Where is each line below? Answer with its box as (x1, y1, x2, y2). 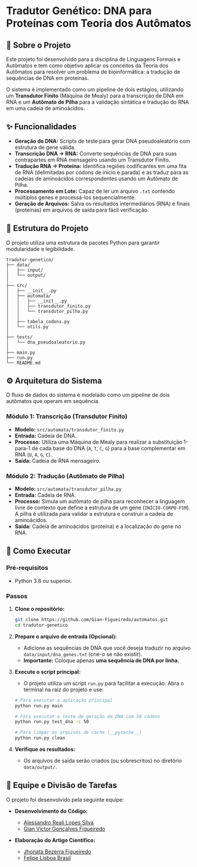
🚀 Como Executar (6, 546, 71, 556)
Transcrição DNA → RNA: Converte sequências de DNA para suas (14, 150, 177, 157)
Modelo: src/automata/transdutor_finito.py (14, 426, 124, 433)
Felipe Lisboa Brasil (23, 854, 71, 861)
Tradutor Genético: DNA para (6, 4, 152, 18)
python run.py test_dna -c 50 (14, 719, 90, 725)
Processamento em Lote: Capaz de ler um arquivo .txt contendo (14, 187, 175, 195)
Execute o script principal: (14, 668, 81, 675)
